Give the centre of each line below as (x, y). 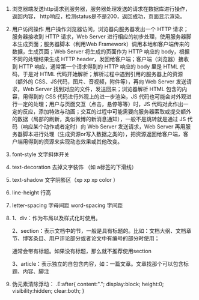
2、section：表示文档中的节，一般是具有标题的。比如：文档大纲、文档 (99, 231)
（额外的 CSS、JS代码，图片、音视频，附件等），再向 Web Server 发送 (99, 82)
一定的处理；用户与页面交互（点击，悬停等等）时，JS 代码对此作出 (100, 104)
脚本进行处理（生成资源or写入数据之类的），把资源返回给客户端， (103, 134)
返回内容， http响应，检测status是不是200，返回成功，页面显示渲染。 (99, 16)
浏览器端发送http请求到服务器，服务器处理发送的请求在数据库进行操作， (101, 9)
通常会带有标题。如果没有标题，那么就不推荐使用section (81, 251)
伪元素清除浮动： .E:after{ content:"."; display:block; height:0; (88, 284)
